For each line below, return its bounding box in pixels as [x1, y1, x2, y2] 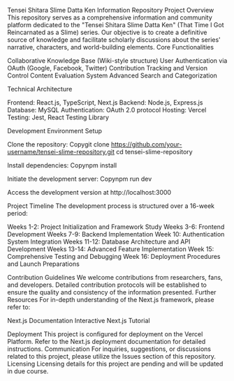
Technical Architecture [7, 85, 73, 93]
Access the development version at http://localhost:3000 [7, 188, 172, 196]
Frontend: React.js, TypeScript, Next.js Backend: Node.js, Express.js [7, 98, 203, 107]
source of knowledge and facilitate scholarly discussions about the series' [7, 36, 221, 44]
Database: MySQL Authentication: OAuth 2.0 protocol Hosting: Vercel [7, 106, 207, 114]
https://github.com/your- [110, 140, 182, 149]
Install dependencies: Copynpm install [7, 161, 117, 170]
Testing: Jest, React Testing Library [7, 113, 110, 121]
